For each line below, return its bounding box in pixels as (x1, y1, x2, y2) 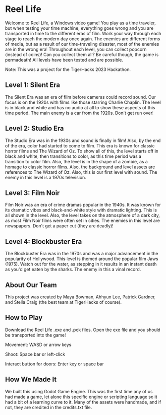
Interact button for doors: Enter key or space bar (5, 361, 104, 367)
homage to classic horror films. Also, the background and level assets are (5, 164, 155, 170)
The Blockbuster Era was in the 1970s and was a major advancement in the (5, 251, 159, 257)
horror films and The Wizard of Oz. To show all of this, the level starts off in (5, 148, 159, 154)
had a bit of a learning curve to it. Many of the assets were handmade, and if (5, 399, 161, 405)
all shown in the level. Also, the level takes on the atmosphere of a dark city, (5, 212, 160, 218)
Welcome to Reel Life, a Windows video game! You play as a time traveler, (5, 20, 156, 26)
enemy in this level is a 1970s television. (5, 174, 87, 180)
